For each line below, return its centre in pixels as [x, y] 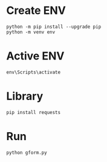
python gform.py [27, 152]
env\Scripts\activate [34, 72]
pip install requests [34, 112]
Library [25, 96]
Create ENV [36, 11]
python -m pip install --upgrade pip [54, 27]
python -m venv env [31, 32]
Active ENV [35, 56]
